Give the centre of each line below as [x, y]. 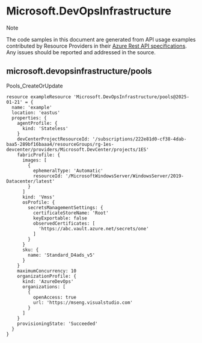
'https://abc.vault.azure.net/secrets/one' [93, 228]
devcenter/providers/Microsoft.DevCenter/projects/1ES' [78, 149]
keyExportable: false [60, 218]
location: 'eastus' [36, 113]
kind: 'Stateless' [45, 128]
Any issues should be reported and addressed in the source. [81, 52]
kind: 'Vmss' [38, 197]
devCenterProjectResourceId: [54, 139]
